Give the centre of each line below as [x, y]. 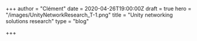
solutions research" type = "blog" [47, 21]
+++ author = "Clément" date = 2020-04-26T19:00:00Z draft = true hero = [98, 9]
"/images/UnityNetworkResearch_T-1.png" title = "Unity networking [89, 15]
